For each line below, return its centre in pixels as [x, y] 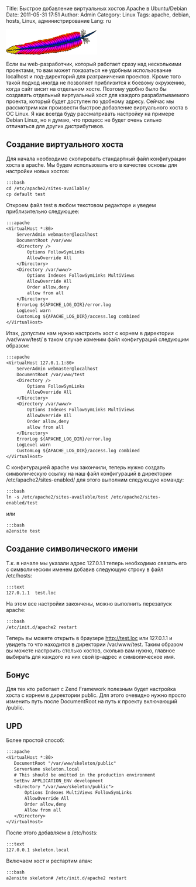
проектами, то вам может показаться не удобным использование [89, 70]
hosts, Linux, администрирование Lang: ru [59, 21]
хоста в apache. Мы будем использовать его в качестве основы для [92, 165]
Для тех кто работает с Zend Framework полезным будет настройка [91, 689]
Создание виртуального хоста [65, 145]
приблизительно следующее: [43, 211]
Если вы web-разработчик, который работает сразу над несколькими [94, 64]
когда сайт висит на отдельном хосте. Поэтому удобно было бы [86, 89]
